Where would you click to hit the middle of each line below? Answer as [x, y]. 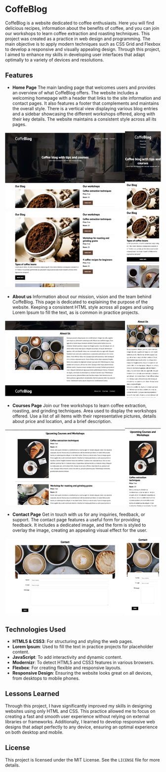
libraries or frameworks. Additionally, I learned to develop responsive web [80, 721]
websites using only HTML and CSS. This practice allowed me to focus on [80, 711]
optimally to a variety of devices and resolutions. [55, 60]
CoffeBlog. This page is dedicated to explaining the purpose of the [80, 302]
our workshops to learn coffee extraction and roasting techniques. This [77, 33]
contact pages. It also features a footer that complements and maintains [85, 103]
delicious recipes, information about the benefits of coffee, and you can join [82, 28]
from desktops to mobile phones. [46, 678]
